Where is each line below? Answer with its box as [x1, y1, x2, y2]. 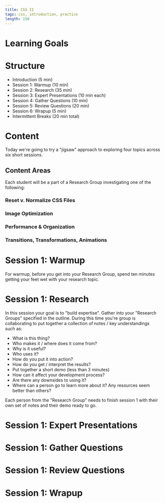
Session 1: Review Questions [5, 465, 125, 476]
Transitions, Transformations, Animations [5, 236, 107, 243]
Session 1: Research [5, 294, 89, 305]
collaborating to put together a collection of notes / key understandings [5, 320, 150, 326]
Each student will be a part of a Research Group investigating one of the [5, 180, 151, 185]
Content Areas [5, 166, 51, 175]
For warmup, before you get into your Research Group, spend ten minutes [5, 271, 155, 277]
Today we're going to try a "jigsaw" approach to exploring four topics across [5, 146, 161, 153]
